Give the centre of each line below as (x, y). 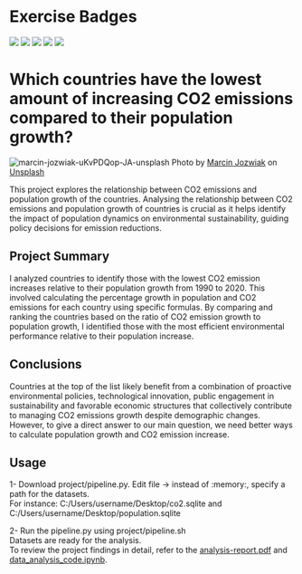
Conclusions (46, 364)
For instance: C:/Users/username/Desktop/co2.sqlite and (116, 503)
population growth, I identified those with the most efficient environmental (147, 326)
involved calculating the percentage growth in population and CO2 (133, 297)
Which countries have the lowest (136, 80)
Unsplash (27, 172)
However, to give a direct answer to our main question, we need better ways (151, 425)
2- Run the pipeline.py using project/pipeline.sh (98, 531)
